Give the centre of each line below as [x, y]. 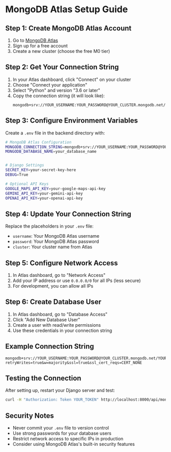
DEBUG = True [17, 175]
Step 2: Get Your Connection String [62, 67]
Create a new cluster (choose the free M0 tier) [61, 51]
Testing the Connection [43, 378]
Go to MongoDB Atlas [35, 40]
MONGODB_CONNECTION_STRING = [35, 147]
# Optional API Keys [27, 184]
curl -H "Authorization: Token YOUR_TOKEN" [52, 400]
